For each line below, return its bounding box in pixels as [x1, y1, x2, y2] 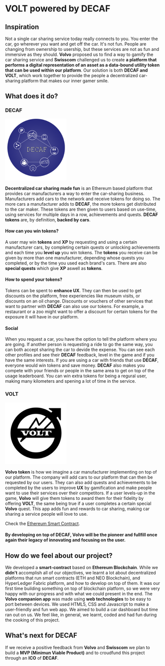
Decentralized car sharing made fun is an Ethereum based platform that [5, 185, 153, 191]
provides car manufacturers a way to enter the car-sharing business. [5, 190, 145, 196]
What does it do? [5, 92, 58, 100]
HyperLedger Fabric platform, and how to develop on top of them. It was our [5, 580, 160, 586]
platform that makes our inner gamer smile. [21, 78, 109, 84]
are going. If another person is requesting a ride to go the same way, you [5, 342, 153, 348]
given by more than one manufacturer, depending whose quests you [5, 255, 144, 261]
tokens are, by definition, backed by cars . [5, 217, 91, 222]
